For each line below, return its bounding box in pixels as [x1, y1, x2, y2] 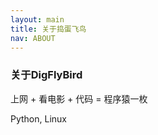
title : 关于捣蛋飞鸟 [10, 24, 87, 34]
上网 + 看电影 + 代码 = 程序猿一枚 [10, 92, 148, 105]
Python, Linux [10, 112, 68, 125]
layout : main [10, 14, 65, 25]
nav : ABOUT [10, 33, 56, 43]
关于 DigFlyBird [10, 68, 83, 82]
